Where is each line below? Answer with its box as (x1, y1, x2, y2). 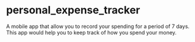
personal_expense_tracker (6, 3, 140, 17)
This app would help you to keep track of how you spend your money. (6, 29, 177, 36)
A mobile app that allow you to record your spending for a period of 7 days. (6, 23, 190, 30)
